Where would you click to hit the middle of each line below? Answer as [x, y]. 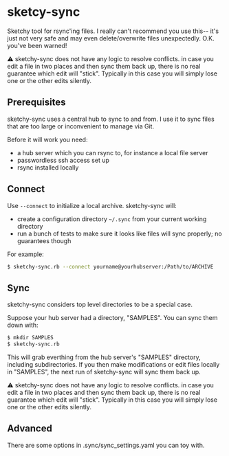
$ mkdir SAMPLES [30, 338]
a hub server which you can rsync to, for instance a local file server [112, 152]
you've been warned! [37, 45]
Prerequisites [36, 103]
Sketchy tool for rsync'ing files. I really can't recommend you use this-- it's [113, 31]
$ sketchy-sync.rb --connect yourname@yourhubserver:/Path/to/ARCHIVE [110, 266]
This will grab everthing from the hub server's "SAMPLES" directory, [104, 357]
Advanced [30, 429]
